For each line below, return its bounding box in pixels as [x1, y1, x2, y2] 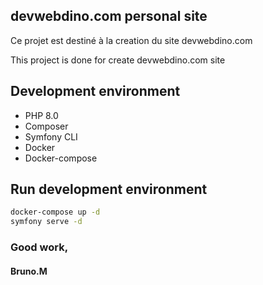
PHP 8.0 [24, 109, 59, 121]
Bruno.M [10, 265, 48, 277]
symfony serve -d [10, 217, 83, 227]
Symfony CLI [24, 130, 78, 143]
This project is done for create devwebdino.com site [10, 54, 226, 66]
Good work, [10, 240, 69, 254]
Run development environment [10, 181, 208, 198]
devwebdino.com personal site [10, 8, 208, 25]
